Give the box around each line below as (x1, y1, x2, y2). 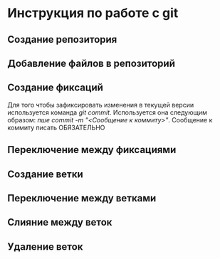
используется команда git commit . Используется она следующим (7, 108, 208, 117)
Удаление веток (7, 240, 83, 253)
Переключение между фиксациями (7, 144, 177, 156)
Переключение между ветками (7, 192, 157, 204)
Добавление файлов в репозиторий (7, 57, 176, 69)
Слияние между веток (7, 216, 112, 228)
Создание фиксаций (7, 82, 103, 94)
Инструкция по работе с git (7, 5, 179, 21)
